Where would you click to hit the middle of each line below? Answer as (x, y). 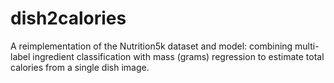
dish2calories (68, 18)
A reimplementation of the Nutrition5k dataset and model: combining (151, 46)
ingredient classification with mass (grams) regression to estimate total (178, 56)
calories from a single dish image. (80, 67)
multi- (307, 46)
